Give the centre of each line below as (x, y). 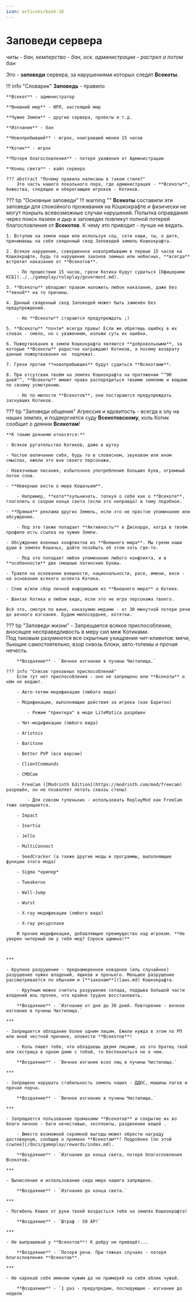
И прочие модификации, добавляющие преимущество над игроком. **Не (101, 934)
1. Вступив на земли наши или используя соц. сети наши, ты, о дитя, (93, 236)
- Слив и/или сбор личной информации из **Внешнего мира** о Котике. (93, 589)
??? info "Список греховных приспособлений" (61, 671)
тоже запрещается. (28, 805)
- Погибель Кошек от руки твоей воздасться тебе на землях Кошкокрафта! (97, 1211)
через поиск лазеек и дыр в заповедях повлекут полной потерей (88, 219)
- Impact (27, 815)
